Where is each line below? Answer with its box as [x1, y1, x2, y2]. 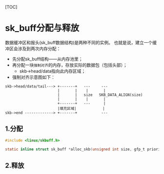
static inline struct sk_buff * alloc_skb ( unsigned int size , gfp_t [5, 147, 145, 152]
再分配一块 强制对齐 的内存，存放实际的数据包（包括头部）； [12, 62, 128, 68]
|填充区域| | [57, 106, 105, 111]
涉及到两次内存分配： [18, 46, 61, 52]
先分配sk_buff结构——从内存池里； [12, 56, 83, 62]
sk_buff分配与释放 [5, 23, 80, 34]
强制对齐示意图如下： [12, 74, 55, 80]
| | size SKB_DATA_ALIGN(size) [57, 92, 143, 97]
